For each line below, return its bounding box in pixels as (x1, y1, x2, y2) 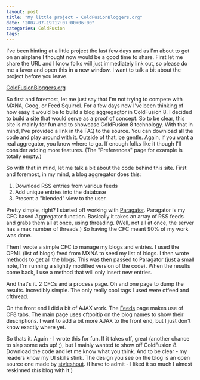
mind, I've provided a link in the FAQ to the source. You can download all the (6, 128, 193, 135)
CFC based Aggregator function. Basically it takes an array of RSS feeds (6, 213, 184, 220)
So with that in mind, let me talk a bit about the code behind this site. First (6, 165, 187, 172)
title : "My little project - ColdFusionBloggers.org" (6, 14, 143, 20)
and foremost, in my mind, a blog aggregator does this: (6, 171, 141, 178)
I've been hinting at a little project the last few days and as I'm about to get (6, 47, 190, 54)
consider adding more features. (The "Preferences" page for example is (6, 147, 183, 154)
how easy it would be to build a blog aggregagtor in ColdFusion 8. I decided (6, 109, 192, 116)
